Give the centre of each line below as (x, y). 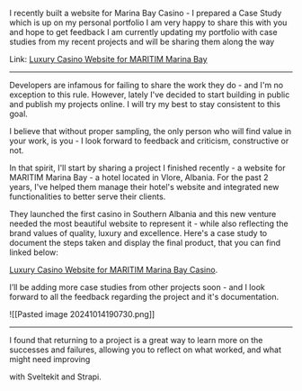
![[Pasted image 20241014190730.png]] (82, 314)
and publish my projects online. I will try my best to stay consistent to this (145, 104)
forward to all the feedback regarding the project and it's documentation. (144, 297)
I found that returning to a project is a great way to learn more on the (136, 340)
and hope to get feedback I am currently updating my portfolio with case (143, 32)
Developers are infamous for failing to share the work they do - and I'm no (147, 85)
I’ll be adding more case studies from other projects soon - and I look (137, 287)
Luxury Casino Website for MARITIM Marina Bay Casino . (114, 270)
